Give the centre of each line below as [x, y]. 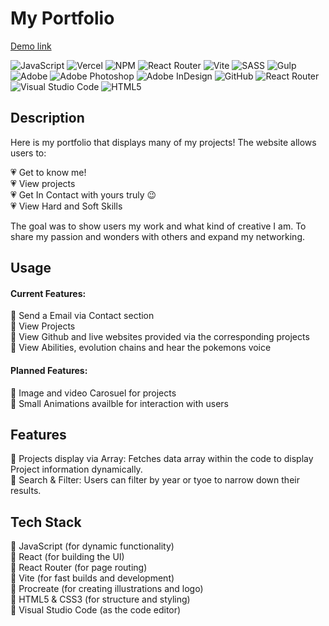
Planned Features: [49, 370]
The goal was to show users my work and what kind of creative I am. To [158, 226]
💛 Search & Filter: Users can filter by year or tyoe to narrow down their [155, 480]
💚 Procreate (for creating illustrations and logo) [107, 589]
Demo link [31, 46]
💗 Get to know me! [48, 172]
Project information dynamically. [76, 469]
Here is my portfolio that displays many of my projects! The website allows [163, 142]
